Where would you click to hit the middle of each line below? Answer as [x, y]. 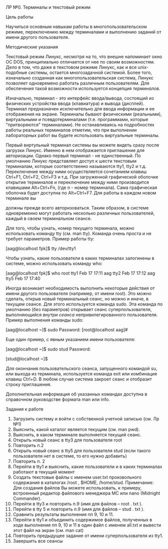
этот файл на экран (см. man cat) [48, 530]
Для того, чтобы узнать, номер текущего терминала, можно [70, 228]
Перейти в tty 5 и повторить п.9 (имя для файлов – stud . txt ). [78, 509]
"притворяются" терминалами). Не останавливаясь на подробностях [80, 125]
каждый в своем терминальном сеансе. [49, 218]
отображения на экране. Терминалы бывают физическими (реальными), [84, 114]
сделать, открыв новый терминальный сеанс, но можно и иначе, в [77, 299]
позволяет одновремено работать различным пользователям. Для [77, 83]
